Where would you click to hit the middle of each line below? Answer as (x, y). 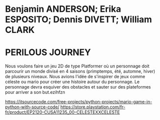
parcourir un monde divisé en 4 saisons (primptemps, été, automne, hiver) (80, 71)
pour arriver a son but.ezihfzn (35, 92)
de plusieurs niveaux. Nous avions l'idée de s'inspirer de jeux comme (75, 77)
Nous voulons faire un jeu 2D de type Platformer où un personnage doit (77, 66)
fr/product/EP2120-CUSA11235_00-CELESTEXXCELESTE (63, 112)
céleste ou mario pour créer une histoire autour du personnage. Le (72, 82)
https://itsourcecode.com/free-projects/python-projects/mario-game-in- (79, 102)
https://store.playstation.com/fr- (93, 107)
